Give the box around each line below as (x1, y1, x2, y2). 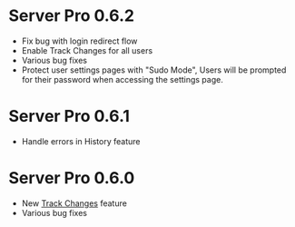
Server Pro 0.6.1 (8, 106, 131, 127)
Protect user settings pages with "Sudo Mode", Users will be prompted (21, 64, 287, 75)
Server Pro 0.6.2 (8, 5, 135, 26)
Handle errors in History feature (21, 135, 141, 146)
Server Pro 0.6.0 (8, 168, 135, 189)
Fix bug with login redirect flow (21, 35, 138, 46)
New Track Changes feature (21, 197, 128, 209)
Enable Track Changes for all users (21, 44, 153, 55)
